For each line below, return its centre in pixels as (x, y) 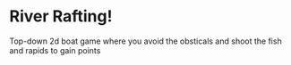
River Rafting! (61, 16)
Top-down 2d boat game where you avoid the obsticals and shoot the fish (145, 41)
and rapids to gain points (55, 50)
